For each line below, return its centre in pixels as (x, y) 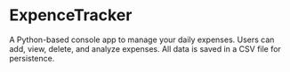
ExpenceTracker (71, 15)
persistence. (32, 58)
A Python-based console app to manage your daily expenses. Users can (142, 40)
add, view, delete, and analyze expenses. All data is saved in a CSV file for (145, 48)
